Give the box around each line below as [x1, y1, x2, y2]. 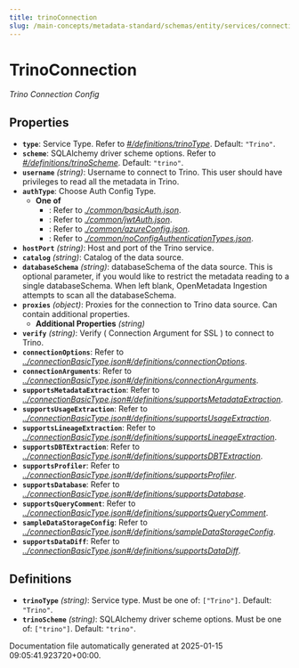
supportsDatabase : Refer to [21, 479, 120, 490]
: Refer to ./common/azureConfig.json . [48, 224, 190, 234]
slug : [9, 21, 29, 30]
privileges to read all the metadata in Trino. [21, 176, 180, 187]
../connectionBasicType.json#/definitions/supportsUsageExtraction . [21, 413, 272, 424]
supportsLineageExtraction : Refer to [21, 422, 156, 433]
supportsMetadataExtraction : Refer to [21, 385, 160, 395]
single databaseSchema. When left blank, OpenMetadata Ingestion [21, 281, 268, 291]
